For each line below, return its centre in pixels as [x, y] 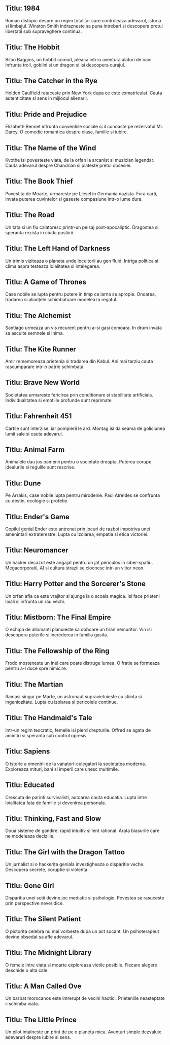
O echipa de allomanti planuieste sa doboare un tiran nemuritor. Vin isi [79, 629]
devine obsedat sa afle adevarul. [39, 936]
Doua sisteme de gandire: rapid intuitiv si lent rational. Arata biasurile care [82, 831]
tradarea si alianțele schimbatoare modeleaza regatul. [61, 300]
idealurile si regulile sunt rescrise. [40, 467]
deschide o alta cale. [27, 970]
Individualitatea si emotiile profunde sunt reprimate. [59, 400]
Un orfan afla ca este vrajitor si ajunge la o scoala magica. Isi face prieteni [82, 596]
